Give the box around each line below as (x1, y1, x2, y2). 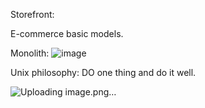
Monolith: (10, 47, 50, 59)
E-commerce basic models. (10, 28, 124, 39)
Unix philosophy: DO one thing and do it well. (10, 67, 197, 78)
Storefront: (10, 9, 55, 20)
